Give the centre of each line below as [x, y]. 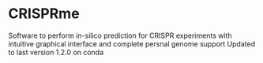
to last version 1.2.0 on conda [56, 52]
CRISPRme [44, 14]
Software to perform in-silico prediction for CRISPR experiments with [120, 35]
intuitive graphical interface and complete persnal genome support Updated [131, 43]
